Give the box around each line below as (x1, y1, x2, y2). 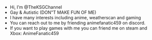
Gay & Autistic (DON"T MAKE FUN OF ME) (9, 9, 97, 15)
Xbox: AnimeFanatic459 (9, 31, 59, 36)
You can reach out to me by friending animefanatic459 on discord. (9, 20, 146, 26)
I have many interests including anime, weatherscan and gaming (9, 15, 141, 20)
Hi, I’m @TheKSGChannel (9, 4, 62, 10)
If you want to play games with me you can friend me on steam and (9, 25, 148, 31)
